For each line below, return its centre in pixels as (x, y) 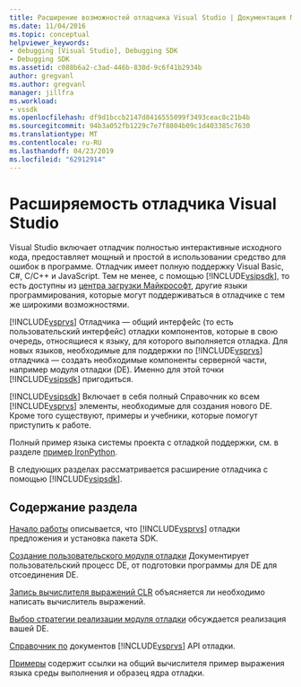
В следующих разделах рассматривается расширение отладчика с (139, 470)
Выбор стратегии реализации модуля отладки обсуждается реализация (148, 619)
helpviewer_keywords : (50, 43)
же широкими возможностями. (69, 305)
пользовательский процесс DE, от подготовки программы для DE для (143, 565)
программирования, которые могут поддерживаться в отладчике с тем (147, 295)
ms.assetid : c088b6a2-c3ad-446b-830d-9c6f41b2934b (106, 68)
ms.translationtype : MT (54, 135)
